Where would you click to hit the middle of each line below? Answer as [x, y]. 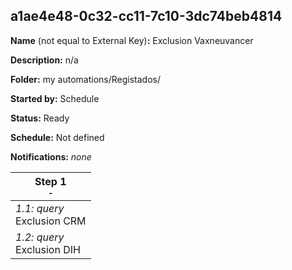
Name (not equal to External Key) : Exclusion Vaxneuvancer [132, 40]
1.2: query [40, 237]
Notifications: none [51, 156]
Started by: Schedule [55, 98]
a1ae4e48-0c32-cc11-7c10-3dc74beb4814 [146, 16]
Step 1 [50, 181]
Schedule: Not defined [57, 137]
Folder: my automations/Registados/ [85, 79]
